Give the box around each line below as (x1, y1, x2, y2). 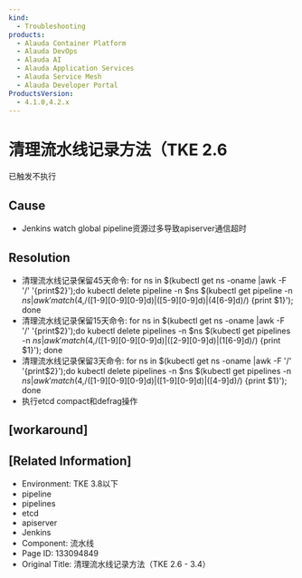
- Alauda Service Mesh (16, 72, 102, 82)
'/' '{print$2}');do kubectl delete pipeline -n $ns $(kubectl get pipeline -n (21, 284, 293, 295)
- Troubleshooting (16, 22, 87, 31)
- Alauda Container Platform (16, 38, 127, 48)
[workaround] (8, 422, 89, 438)
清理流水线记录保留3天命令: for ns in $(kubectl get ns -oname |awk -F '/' (21, 355, 292, 366)
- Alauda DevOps (16, 47, 78, 56)
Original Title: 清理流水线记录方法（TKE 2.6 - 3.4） (21, 559, 211, 570)
